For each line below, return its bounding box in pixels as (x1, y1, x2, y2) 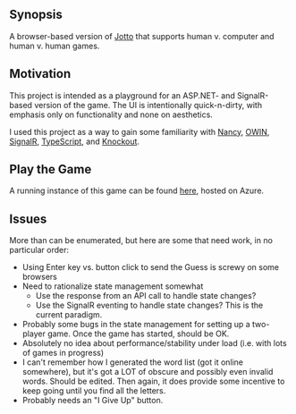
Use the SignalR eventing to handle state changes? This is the (35, 300, 264, 311)
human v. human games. (9, 40, 100, 51)
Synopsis (9, 7, 63, 22)
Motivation (9, 66, 72, 81)
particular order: (9, 245, 70, 256)
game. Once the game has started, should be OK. (47, 328, 230, 339)
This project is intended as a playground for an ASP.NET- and (9, 89, 235, 101)
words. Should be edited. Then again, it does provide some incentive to (21, 376, 285, 387)
